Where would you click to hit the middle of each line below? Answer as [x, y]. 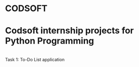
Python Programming [50, 41]
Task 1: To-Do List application [35, 60]
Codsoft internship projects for [69, 31]
